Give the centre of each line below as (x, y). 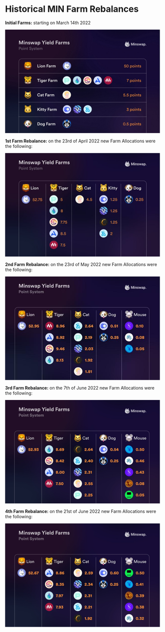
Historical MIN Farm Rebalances (72, 9)
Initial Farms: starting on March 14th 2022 (48, 23)
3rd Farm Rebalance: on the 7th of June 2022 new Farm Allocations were (80, 388)
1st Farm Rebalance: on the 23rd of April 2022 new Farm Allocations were (80, 141)
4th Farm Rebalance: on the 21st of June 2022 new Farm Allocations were (81, 511)
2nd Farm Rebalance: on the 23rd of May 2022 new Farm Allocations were (81, 265)
